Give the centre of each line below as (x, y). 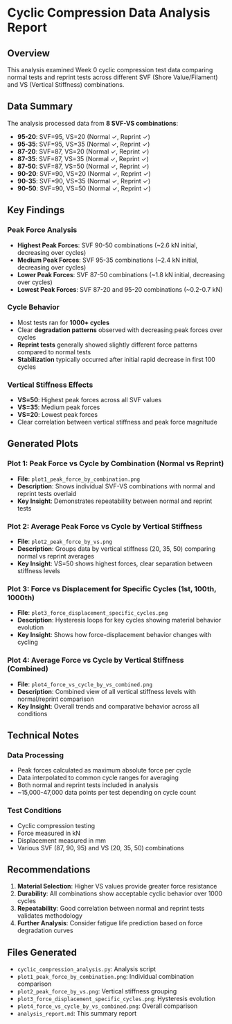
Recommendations (49, 870)
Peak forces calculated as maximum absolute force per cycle (104, 770)
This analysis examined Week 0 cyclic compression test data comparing (110, 70)
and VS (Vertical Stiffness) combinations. (66, 84)
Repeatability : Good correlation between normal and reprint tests (111, 909)
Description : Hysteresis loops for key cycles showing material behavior (119, 620)
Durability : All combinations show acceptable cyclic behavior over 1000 (120, 893)
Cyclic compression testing (56, 825)
